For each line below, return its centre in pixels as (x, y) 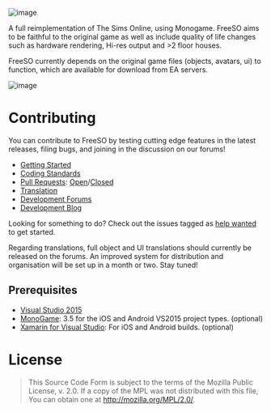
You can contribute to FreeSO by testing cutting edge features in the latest (132, 140)
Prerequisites (43, 290)
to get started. (32, 231)
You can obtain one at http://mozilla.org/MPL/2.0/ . (112, 399)
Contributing (52, 118)
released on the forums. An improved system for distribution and (116, 256)
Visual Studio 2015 (51, 310)
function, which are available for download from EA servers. (108, 70)
